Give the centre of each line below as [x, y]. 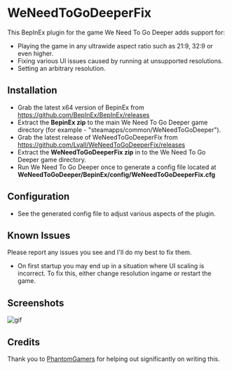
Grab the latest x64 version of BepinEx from [81, 107]
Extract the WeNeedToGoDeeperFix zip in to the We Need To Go [111, 152]
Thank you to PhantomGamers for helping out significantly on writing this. [114, 359]
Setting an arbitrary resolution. [62, 68]
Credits [24, 342]
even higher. [35, 53]
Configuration [39, 197]
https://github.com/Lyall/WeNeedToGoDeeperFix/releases [101, 145]
